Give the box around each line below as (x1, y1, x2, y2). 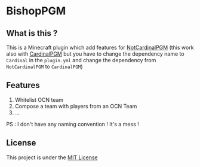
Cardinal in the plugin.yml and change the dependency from (6, 57, 156, 63)
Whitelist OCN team (14, 96, 64, 103)
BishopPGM (6, 4, 66, 18)
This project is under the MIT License (6, 154, 98, 161)
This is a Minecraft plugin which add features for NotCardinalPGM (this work (6, 44, 194, 51)
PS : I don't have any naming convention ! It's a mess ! (6, 120, 139, 127)
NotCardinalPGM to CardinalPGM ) (6, 63, 83, 70)
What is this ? (6, 28, 58, 38)
